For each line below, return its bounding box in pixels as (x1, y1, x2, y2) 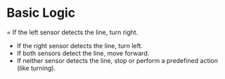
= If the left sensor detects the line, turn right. (6, 28, 139, 36)
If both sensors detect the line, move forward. (16, 49, 150, 57)
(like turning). (16, 64, 56, 72)
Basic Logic (6, 5, 75, 21)
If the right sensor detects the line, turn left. (16, 41, 143, 50)
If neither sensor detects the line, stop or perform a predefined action (16, 56, 219, 64)
